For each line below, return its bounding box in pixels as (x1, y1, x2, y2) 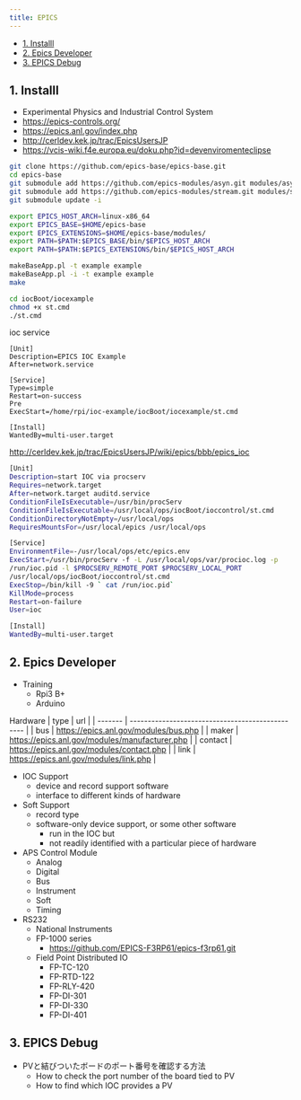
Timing (35, 904, 62, 915)
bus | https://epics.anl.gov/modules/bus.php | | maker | (35, 725, 239, 735)
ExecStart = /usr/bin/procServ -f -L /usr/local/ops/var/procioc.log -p (9, 556, 279, 565)
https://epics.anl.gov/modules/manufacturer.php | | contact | (9, 734, 233, 745)
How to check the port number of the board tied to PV (35, 1070, 236, 1081)
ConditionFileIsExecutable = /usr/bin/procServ (9, 497, 182, 506)
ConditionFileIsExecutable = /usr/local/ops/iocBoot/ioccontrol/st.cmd (9, 506, 275, 515)
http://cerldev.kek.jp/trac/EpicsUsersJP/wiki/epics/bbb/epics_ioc (9, 446, 250, 458)
